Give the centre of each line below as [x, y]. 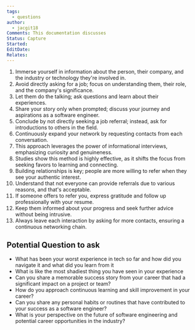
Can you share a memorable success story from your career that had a [100, 277]
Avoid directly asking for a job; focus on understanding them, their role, [100, 84]
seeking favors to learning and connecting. [67, 165]
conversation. [32, 140]
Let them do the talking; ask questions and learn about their [87, 96]
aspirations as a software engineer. [57, 115]
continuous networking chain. [51, 227]
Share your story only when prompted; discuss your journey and [93, 109]
